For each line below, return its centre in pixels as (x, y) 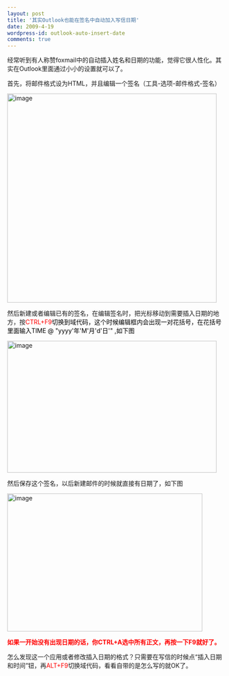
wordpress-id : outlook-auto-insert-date (66, 33)
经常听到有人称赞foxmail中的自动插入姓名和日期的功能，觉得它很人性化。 (111, 60)
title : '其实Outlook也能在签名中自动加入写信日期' (73, 20)
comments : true (29, 40)
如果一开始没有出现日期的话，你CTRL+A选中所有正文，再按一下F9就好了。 (114, 642)
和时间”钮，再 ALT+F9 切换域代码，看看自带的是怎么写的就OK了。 (100, 666)
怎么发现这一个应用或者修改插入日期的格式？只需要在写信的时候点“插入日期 (115, 657)
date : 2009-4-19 (30, 26)
